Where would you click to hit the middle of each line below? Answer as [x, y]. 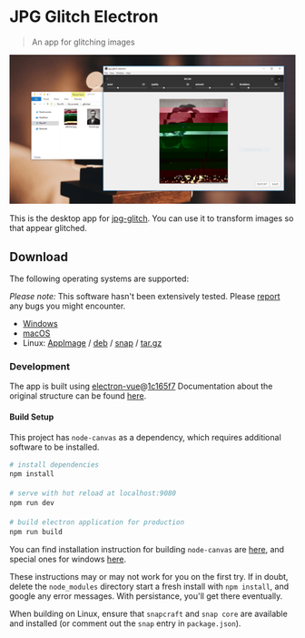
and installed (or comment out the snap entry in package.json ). [125, 623]
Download [39, 257]
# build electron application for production [97, 522]
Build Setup [32, 417]
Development [40, 366]
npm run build [36, 532]
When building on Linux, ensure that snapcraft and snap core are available [148, 613]
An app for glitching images [83, 42]
